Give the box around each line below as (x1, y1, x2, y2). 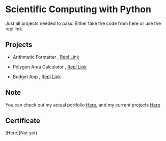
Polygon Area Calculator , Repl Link (12, 63, 87, 69)
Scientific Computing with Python (5, 4, 152, 15)
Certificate (5, 116, 41, 125)
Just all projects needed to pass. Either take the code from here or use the (5, 20, 161, 26)
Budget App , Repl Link (12, 74, 61, 80)
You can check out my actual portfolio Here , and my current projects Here (5, 101, 160, 108)
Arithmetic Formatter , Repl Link (12, 54, 79, 60)
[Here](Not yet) (5, 130, 37, 136)
